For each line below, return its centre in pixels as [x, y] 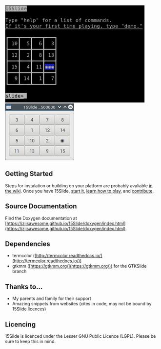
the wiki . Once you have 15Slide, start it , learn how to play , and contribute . [80, 191]
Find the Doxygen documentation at [41, 218]
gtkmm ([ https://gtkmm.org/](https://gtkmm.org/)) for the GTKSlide [79, 266]
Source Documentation [41, 206]
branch [19, 271]
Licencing [20, 324]
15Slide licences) [29, 309]
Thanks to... [24, 287]
